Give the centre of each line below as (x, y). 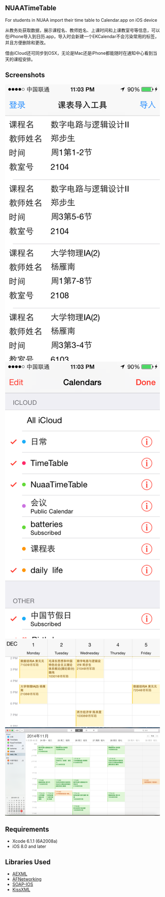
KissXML (21, 890)
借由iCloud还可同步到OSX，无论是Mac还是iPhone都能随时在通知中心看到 (79, 53)
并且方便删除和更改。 (27, 42)
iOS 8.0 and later (29, 847)
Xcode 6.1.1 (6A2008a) (35, 841)
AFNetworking (27, 879)
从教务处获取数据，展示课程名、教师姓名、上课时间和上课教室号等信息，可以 (82, 30)
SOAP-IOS (23, 884)
